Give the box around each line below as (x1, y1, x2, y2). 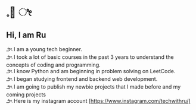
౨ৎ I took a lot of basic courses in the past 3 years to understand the (6, 54, 174, 61)
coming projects (6, 91, 46, 98)
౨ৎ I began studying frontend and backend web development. (6, 76, 158, 82)
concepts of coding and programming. (6, 61, 101, 68)
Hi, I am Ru (6, 30, 46, 40)
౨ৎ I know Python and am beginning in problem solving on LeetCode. (6, 68, 176, 74)
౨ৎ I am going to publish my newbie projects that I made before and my (6, 83, 181, 90)
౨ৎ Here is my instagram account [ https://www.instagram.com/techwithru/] (6, 98, 191, 104)
